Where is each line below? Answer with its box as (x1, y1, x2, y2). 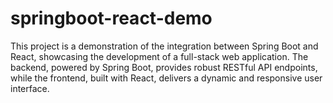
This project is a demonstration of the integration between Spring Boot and (10, 40, 319, 52)
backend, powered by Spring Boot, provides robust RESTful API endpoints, (10, 61, 318, 73)
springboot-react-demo (10, 7, 213, 30)
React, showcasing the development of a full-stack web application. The (10, 50, 309, 62)
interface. (10, 82, 50, 94)
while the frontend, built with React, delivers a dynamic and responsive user (10, 72, 323, 84)
